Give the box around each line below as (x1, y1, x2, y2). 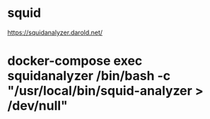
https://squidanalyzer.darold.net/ (7, 28, 103, 37)
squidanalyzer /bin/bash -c (7, 68, 171, 84)
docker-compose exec (7, 53, 143, 69)
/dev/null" (7, 98, 69, 114)
